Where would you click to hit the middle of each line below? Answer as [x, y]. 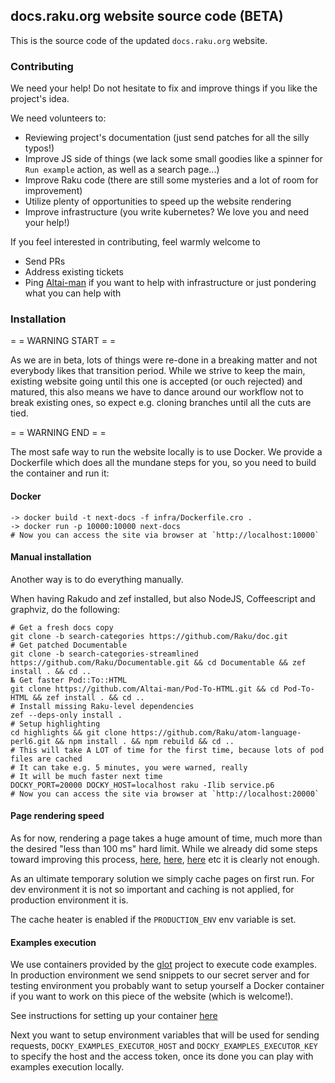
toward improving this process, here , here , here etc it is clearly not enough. [165, 860]
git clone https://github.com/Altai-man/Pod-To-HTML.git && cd [145, 689]
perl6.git [31, 741]
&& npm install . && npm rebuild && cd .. [144, 741]
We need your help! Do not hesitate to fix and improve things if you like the [164, 88]
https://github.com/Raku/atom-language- [216, 732]
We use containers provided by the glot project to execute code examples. [163, 965]
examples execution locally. [67, 1067]
